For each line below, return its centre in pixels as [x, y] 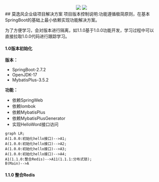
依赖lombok [24, 106]
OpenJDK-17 [24, 75]
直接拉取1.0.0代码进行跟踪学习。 [37, 36]
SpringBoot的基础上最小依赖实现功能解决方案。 [52, 20]
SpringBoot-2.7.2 [29, 70]
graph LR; [15, 134]
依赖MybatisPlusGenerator [39, 119]
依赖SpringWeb [27, 100]
